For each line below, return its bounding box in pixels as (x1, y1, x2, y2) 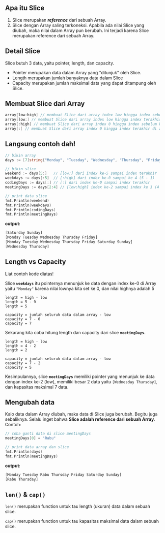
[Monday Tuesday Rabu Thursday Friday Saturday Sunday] (5, 472, 122, 477)
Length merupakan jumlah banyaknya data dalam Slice (12, 75, 123, 81)
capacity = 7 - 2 (5, 360, 41, 366)
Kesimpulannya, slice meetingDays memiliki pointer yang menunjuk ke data (5, 374, 155, 379)
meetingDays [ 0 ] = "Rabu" (5, 436, 56, 441)
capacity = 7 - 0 (5, 316, 41, 321)
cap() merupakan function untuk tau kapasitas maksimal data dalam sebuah (5, 518, 159, 524)
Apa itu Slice (5, 4, 45, 12)
